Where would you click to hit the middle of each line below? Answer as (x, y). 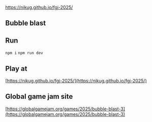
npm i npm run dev (24, 53)
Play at (16, 69)
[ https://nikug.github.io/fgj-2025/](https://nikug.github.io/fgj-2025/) (76, 81)
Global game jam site (39, 96)
